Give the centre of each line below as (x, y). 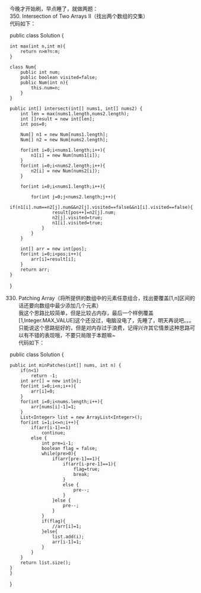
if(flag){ (53, 521)
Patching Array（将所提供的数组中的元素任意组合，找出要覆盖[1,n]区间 (104, 298)
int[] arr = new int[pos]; (54, 249)
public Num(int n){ (44, 83)
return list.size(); (46, 563)
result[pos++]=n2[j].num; (84, 213)
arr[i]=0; (43, 391)
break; (81, 474)
